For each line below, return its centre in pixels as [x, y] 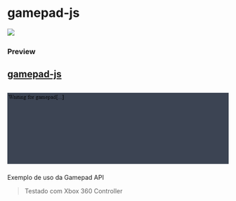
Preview [21, 51]
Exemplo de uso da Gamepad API [55, 178]
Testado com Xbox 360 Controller [73, 191]
